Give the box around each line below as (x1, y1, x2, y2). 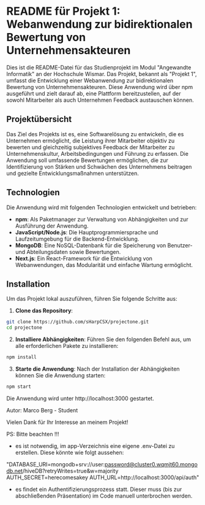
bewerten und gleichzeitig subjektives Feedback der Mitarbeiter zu (6, 143, 175, 151)
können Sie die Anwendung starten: (15, 372, 106, 379)
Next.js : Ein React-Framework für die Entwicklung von (15, 255, 153, 262)
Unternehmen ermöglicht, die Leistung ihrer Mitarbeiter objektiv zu (6, 137, 175, 144)
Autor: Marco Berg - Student (6, 406, 78, 414)
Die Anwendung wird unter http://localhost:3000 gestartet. (6, 395, 154, 402)
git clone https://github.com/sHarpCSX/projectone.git (6, 319, 149, 325)
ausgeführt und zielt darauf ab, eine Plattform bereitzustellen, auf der (6, 90, 181, 97)
